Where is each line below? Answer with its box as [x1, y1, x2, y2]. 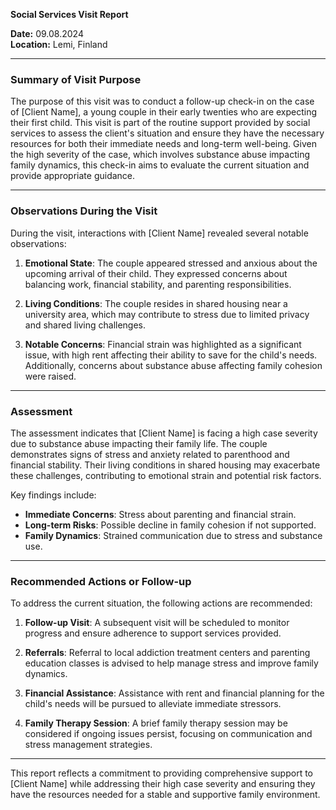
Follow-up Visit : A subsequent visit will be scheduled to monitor [24, 617, 290, 629]
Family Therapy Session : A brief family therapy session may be [24, 717, 288, 729]
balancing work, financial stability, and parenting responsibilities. [24, 278, 292, 290]
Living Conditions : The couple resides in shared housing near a [24, 297, 288, 309]
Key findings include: [10, 489, 97, 501]
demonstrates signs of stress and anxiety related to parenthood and [10, 448, 290, 460]
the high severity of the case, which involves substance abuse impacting [10, 149, 311, 161]
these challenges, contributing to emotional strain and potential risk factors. [10, 469, 322, 481]
